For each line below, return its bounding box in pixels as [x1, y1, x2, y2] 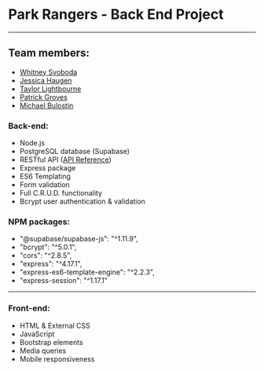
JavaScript [19, 329, 55, 339]
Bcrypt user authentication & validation [19, 197, 145, 206]
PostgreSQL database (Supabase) [19, 147, 130, 156]
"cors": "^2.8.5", [19, 251, 72, 260]
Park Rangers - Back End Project [8, 6, 224, 24]
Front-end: [8, 303, 50, 314]
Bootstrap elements [19, 337, 84, 347]
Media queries [19, 346, 67, 355]
